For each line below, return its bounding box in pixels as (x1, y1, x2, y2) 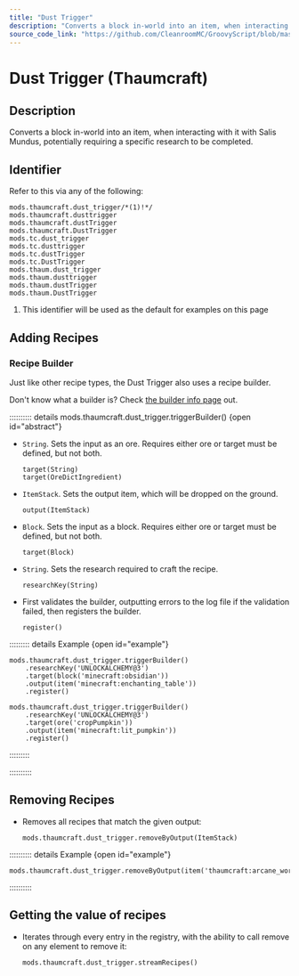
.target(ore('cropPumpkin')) (25, 718, 133, 727)
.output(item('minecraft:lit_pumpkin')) (25, 726, 177, 735)
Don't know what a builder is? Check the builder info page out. (9, 394, 238, 405)
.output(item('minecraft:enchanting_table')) (25, 679, 198, 688)
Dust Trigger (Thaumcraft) (9, 68, 209, 88)
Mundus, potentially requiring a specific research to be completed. (9, 136, 254, 147)
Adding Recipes (9, 330, 100, 346)
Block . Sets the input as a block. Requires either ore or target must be (21, 521, 278, 532)
